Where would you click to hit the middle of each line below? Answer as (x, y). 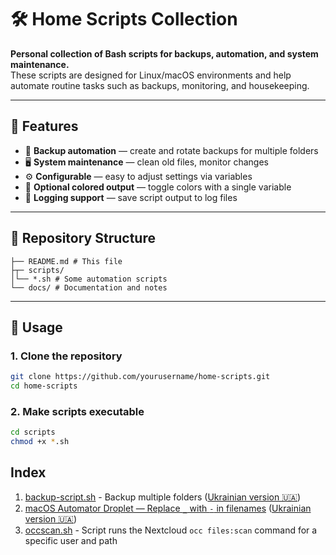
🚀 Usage (36, 327)
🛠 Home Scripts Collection (124, 19)
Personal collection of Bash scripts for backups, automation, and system (164, 53)
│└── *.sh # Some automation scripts (89, 279)
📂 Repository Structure (83, 238)
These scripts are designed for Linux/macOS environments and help (151, 75)
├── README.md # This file (66, 261)
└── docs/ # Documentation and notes (89, 287)
